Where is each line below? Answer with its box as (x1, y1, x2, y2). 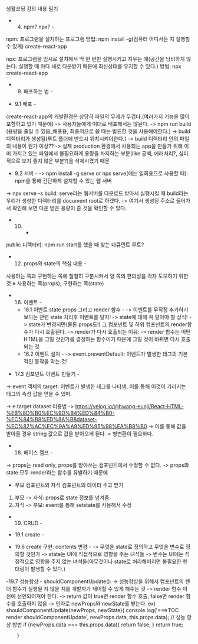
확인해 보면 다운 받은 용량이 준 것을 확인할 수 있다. (12, 204, 127, 212)
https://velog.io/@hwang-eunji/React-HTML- (75, 403, 184, 409)
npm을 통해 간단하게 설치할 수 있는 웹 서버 (14, 177, 112, 184)
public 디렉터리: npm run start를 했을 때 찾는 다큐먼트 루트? (6, 241, 144, 248)
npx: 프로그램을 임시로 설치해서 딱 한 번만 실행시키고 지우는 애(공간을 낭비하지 (6, 56, 185, 62)
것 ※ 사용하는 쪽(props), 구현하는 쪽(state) (6, 280, 104, 287)
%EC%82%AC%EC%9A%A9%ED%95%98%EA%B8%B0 (6, 423, 147, 430)
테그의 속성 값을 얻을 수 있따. (6, 391, 72, 397)
